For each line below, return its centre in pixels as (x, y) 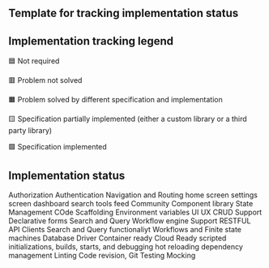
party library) (30, 131)
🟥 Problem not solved (45, 80)
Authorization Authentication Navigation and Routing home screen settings (133, 195)
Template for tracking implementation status (124, 13)
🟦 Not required (34, 61)
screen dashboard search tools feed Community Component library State (131, 204)
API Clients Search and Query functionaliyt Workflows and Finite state (125, 230)
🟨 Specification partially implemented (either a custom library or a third (128, 119)
